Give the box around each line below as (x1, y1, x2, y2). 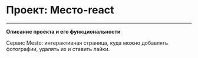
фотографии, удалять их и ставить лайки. (6, 45, 110, 52)
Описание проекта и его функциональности (6, 28, 121, 35)
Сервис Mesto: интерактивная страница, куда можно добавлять (6, 39, 169, 46)
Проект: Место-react (6, 3, 114, 17)
